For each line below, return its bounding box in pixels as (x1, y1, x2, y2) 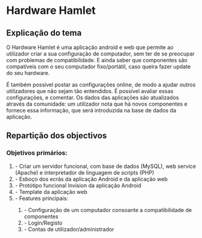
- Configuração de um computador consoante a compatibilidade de (24, 206, 192, 213)
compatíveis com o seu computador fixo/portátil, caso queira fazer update (6, 63, 191, 70)
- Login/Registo (24, 219, 63, 227)
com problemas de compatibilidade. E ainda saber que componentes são (6, 57, 188, 63)
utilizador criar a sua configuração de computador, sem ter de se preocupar (6, 50, 195, 57)
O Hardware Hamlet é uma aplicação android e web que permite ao (6, 43, 174, 51)
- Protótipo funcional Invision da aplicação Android (14, 182, 142, 189)
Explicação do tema (6, 28, 82, 38)
